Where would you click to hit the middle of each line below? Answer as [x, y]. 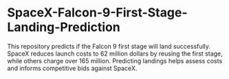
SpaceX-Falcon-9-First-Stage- [97, 13]
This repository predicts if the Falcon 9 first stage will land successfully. [109, 46]
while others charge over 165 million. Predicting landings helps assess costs [115, 60]
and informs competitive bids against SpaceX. [72, 68]
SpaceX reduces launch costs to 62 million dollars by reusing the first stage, [115, 54]
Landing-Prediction [64, 27]
